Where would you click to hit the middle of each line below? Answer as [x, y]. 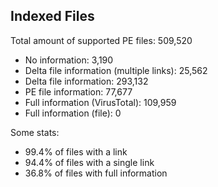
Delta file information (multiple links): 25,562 [116, 70]
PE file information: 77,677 [78, 91]
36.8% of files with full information [96, 173]
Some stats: [35, 132]
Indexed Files [52, 16]
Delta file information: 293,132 [86, 81]
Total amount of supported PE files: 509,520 [101, 40]
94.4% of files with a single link [89, 162]
